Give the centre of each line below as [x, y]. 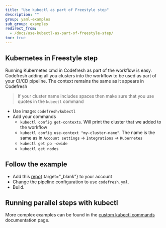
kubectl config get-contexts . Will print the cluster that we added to [91, 122]
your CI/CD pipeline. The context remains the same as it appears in [75, 81]
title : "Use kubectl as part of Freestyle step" [57, 10]
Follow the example [36, 164]
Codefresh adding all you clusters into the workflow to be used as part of [81, 75]
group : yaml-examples [28, 19]
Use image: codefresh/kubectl [44, 111]
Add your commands [34, 117]
